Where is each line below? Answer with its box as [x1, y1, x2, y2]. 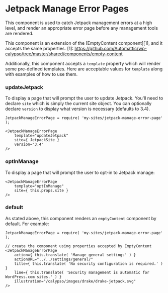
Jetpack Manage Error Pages [5, 3, 129, 15]
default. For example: [5, 221, 49, 227]
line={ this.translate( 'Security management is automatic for [14, 270, 150, 275]
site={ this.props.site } [14, 188, 69, 193]
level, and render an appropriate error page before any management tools [5, 25, 158, 31]
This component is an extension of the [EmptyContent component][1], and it [5, 40, 163, 46]
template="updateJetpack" [14, 133, 69, 138]
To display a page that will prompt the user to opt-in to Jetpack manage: [5, 169, 155, 175]
